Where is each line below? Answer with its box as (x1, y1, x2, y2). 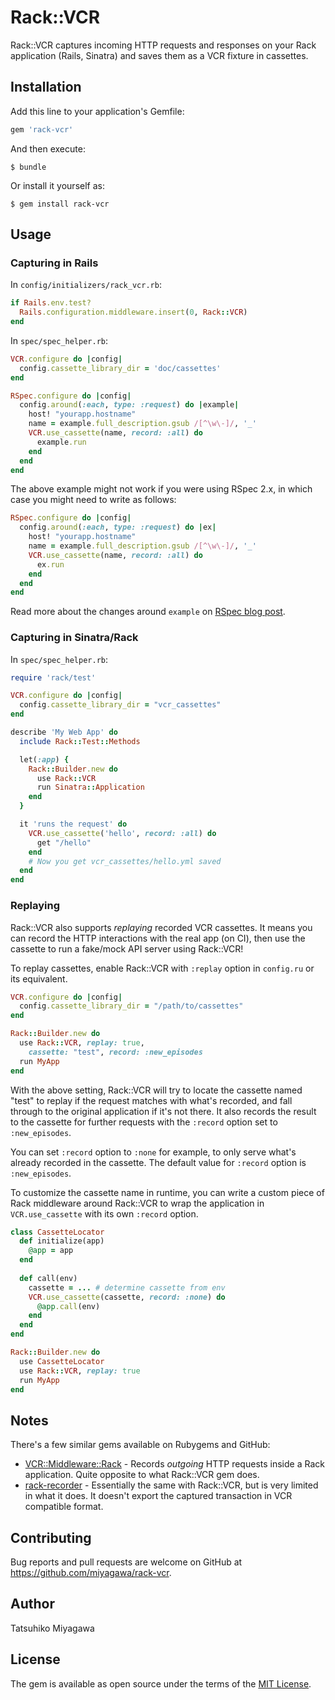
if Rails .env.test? (10, 298, 92, 308)
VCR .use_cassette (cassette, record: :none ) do (28, 1292, 226, 1302)
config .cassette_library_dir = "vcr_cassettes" (19, 700, 222, 710)
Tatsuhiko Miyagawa (10, 1622, 95, 1634)
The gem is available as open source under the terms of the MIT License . (10, 1677, 312, 1690)
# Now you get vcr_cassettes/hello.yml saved (28, 856, 222, 866)
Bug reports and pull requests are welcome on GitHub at (10, 1556, 243, 1568)
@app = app (28, 1246, 74, 1256)
